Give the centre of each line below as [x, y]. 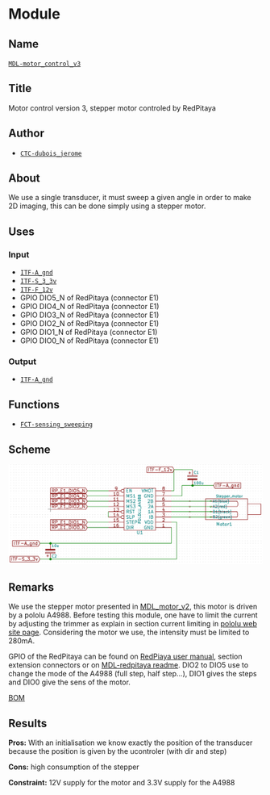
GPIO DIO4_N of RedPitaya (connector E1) [89, 307]
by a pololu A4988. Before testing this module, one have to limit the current [133, 615]
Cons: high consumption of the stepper [74, 767]
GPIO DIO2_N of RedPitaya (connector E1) [89, 324]
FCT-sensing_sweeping [56, 425]
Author [26, 134]
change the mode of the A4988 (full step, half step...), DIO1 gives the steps [133, 674]
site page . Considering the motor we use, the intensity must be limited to [129, 632]
